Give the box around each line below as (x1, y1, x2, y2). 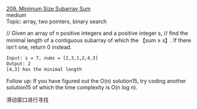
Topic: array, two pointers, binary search (6, 18, 107, 25)
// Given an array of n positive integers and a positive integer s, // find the (6, 30, 189, 37)
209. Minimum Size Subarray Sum (6, 5, 91, 12)
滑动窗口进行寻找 (6, 96, 49, 103)
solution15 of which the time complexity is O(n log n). (6, 84, 138, 91)
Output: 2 (6, 60, 31, 67)
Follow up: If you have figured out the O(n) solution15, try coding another (6, 77, 187, 84)
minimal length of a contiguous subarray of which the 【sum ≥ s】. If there (6, 37, 192, 44)
